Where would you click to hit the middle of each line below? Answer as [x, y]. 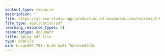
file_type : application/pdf [34, 23]
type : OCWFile [20, 41]
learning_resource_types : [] [35, 28]
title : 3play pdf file [28, 37]
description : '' [22, 14]
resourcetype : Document [29, 32]
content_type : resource [29, 9]
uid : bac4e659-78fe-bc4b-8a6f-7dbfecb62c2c [50, 46]
